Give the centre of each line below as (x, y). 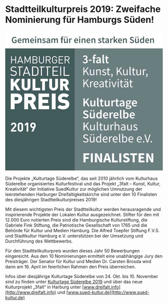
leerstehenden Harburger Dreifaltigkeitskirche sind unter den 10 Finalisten (81, 194)
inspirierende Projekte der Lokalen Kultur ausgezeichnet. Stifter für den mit (82, 215)
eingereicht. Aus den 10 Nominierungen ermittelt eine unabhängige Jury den (84, 256)
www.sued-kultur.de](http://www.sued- (108, 293)
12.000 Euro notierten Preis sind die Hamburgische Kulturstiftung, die (76, 220)
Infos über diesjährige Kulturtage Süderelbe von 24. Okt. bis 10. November (82, 277)
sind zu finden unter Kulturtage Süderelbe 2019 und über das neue (74, 282)
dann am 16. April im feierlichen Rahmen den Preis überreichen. (70, 267)
